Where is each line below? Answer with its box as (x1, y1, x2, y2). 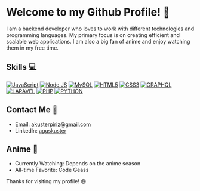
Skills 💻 (6, 62, 37, 72)
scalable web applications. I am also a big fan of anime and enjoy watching (6, 38, 190, 45)
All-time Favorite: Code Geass (14, 167, 89, 174)
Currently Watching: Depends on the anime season (14, 160, 141, 167)
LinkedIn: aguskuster (14, 127, 67, 134)
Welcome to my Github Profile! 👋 (6, 5, 170, 19)
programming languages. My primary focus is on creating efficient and (6, 31, 180, 38)
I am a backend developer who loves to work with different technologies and (6, 25, 195, 32)
